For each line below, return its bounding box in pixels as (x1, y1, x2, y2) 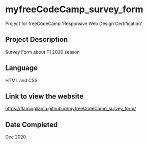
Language (5, 64, 38, 73)
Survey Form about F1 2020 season (5, 49, 80, 55)
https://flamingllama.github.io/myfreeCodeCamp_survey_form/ (5, 106, 136, 112)
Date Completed (5, 120, 58, 129)
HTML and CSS (5, 77, 38, 83)
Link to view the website (5, 92, 84, 101)
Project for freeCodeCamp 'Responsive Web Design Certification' (5, 20, 142, 27)
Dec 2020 (5, 134, 26, 140)
